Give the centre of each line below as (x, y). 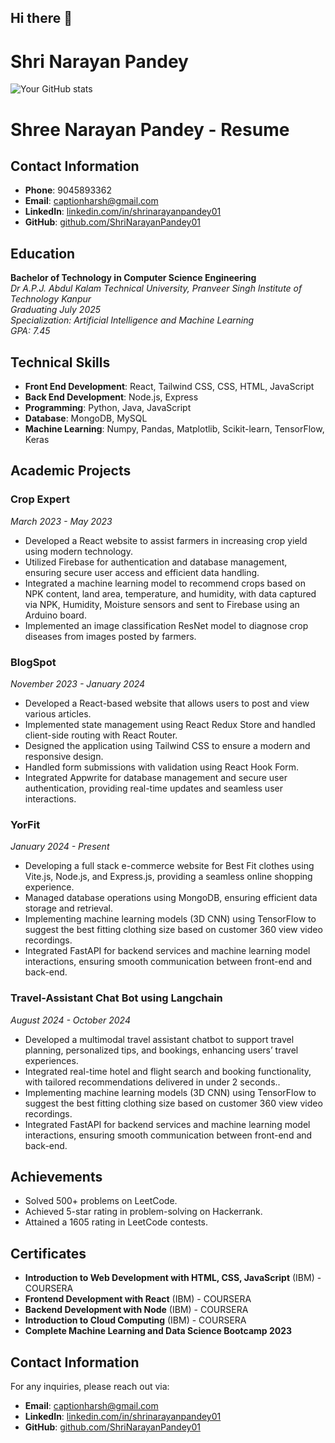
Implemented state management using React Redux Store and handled (170, 724)
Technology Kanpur (51, 299)
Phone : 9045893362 (68, 190)
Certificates (48, 1253)
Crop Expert (40, 499)
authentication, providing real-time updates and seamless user (153, 788)
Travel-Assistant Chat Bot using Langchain (116, 998)
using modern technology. (78, 551)
